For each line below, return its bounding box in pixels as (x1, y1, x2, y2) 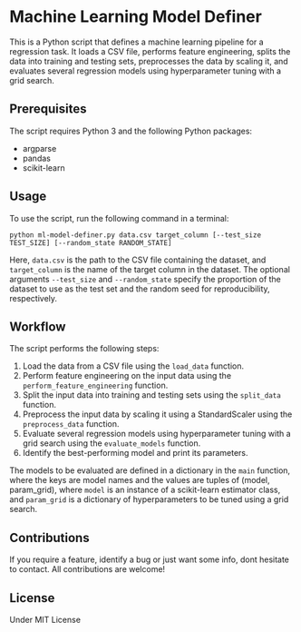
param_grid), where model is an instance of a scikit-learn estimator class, (9, 484, 281, 496)
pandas (22, 153, 52, 163)
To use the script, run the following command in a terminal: (9, 212, 229, 223)
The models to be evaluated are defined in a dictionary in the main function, (9, 465, 291, 476)
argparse (22, 143, 57, 153)
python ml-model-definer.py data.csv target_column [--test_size (9, 230, 261, 240)
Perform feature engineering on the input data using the (22, 370, 232, 381)
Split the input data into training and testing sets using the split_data (22, 390, 281, 400)
